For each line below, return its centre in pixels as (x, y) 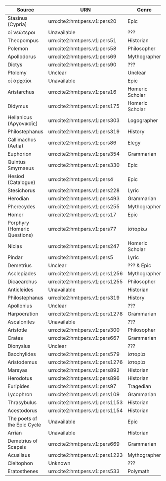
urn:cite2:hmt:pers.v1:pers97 (82, 386)
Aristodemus (22, 362)
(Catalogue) (21, 182)
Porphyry (19, 223)
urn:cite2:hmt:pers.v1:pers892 (84, 370)
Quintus (17, 162)
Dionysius (19, 346)
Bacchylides (22, 354)
